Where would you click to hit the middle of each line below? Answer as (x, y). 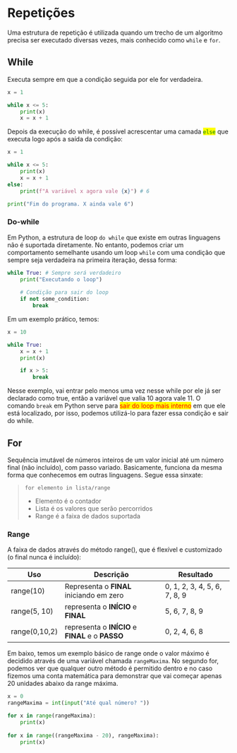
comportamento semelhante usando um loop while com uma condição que (116, 252)
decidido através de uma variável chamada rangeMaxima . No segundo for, (113, 661)
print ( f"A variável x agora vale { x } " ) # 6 (85, 191)
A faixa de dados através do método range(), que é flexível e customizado (115, 550)
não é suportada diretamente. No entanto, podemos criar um (96, 244)
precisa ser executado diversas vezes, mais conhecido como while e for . (114, 40)
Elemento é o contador (68, 501)
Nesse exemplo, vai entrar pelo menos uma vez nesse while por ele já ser (114, 391)
